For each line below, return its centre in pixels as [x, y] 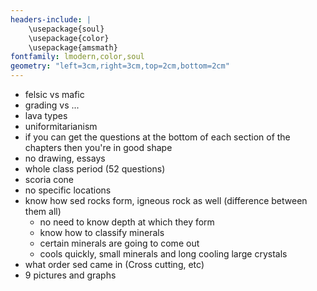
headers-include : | [51, 19]
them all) [43, 211]
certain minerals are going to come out [119, 243]
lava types [46, 115]
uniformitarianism [61, 126]
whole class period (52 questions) [95, 169]
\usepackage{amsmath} [73, 47]
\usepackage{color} [69, 38]
